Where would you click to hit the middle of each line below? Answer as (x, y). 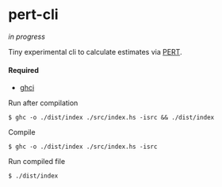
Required (24, 70)
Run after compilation (43, 103)
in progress (27, 36)
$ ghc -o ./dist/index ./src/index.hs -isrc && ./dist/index (111, 118)
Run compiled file (37, 162)
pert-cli (33, 15)
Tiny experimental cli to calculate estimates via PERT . (95, 52)
